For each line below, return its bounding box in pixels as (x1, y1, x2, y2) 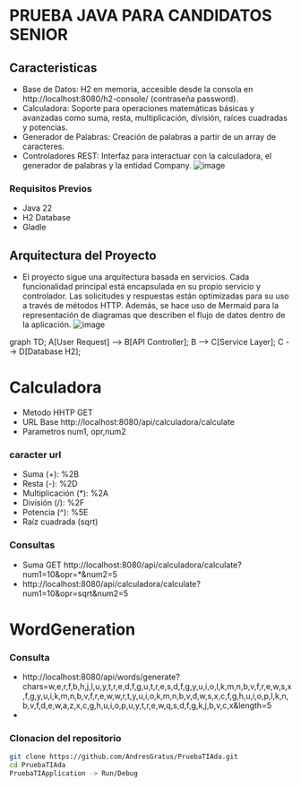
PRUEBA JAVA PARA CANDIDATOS (9, 5, 272, 26)
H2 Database (21, 212, 72, 223)
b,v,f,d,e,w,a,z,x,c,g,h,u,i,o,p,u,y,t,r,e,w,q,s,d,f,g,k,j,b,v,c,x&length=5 (21, 700, 271, 711)
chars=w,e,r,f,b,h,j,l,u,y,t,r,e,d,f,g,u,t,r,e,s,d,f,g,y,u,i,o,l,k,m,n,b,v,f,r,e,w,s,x (21, 681, 292, 692)
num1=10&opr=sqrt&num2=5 (21, 588, 129, 599)
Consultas (9, 539, 56, 551)
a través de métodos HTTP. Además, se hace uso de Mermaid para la (21, 300, 279, 311)
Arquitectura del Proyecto (9, 247, 157, 263)
